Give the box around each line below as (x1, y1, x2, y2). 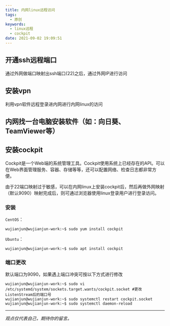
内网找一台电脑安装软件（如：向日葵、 (5, 117, 125, 126)
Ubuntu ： (5, 236, 24, 242)
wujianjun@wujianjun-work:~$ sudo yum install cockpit (5, 226, 123, 232)
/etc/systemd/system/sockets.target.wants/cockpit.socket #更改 (5, 287, 142, 292)
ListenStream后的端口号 (5, 292, 52, 298)
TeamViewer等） (5, 126, 59, 135)
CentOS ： (5, 216, 24, 222)
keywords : (5, 21, 26, 27)
